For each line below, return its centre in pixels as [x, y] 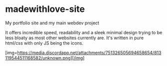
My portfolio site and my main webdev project [52, 23]
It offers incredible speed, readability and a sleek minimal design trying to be [84, 32]
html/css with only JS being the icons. [44, 43]
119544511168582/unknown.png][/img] [45, 58]
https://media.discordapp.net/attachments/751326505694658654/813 [89, 53]
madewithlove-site [45, 9]
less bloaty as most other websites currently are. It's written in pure [74, 38]
